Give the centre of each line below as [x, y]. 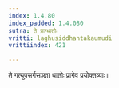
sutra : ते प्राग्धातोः [33, 30]
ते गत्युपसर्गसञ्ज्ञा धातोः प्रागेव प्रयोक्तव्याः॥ [59, 75]
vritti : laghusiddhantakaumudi [60, 38]
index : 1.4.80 [32, 16]
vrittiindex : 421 [37, 46]
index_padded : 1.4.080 [46, 23]
